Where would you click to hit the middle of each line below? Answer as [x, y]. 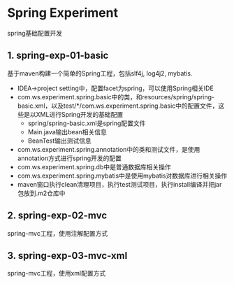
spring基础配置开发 [35, 33]
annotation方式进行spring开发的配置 [70, 158]
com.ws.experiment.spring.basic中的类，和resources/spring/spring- [116, 97]
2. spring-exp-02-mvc [57, 216]
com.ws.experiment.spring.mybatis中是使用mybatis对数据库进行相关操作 [122, 176]
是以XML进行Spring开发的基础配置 [73, 114]
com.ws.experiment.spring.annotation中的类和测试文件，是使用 [109, 149]
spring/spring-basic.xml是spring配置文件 [87, 123]
